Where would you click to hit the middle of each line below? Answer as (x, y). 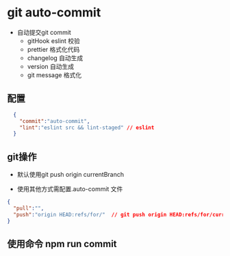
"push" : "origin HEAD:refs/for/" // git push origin (90, 214)
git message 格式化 (54, 75)
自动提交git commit (44, 32)
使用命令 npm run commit (62, 244)
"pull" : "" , (29, 208)
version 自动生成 (51, 66)
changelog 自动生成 (55, 58)
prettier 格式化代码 (53, 49)
